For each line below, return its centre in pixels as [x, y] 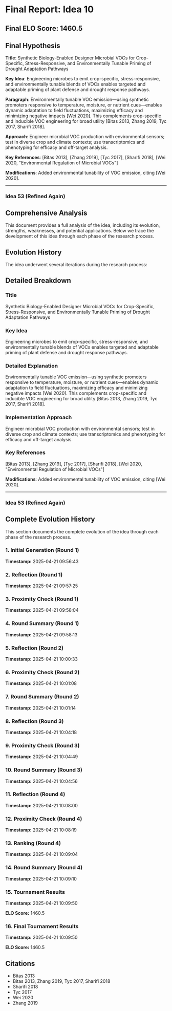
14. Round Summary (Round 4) [44, 868]
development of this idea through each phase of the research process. [80, 236]
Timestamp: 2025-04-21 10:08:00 [42, 805]
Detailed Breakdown [38, 281]
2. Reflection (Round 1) [34, 574]
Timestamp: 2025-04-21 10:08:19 [41, 830]
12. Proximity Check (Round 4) [44, 819]
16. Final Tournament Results [42, 926]
